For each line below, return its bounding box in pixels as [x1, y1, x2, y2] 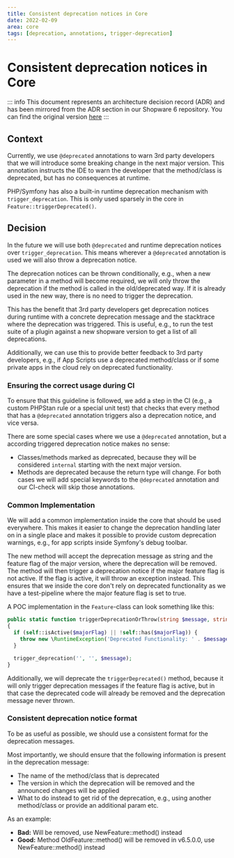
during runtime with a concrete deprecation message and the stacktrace [7, 312, 215, 321]
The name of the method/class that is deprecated [17, 771, 160, 780]
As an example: [7, 815, 52, 823]
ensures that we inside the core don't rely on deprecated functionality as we [7, 581, 226, 590]
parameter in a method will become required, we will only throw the [7, 277, 201, 285]
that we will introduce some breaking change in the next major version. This [7, 159, 225, 167]
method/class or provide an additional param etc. [17, 801, 159, 809]
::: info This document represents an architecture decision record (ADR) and [7, 98, 225, 106]
